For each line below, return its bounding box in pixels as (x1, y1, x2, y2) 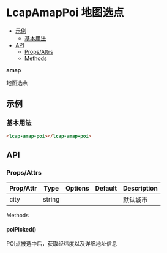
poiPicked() (6, 225, 37, 233)
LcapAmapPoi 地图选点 (6, 6, 124, 20)
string (42, 195, 60, 204)
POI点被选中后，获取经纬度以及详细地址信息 (6, 240, 117, 247)
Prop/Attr (9, 184, 37, 193)
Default (95, 184, 117, 193)
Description (122, 184, 158, 193)
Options (65, 184, 90, 193)
